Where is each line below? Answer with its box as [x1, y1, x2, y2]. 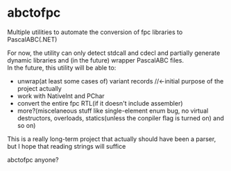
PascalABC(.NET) [7, 35, 58, 43]
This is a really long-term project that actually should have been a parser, [7, 134, 216, 143]
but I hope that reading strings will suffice [7, 142, 126, 150]
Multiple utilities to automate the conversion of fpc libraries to [7, 28, 183, 36]
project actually [17, 84, 62, 92]
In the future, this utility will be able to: [7, 63, 117, 72]
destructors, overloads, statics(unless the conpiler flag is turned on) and [17, 113, 224, 122]
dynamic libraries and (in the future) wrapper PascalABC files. [7, 56, 184, 64]
